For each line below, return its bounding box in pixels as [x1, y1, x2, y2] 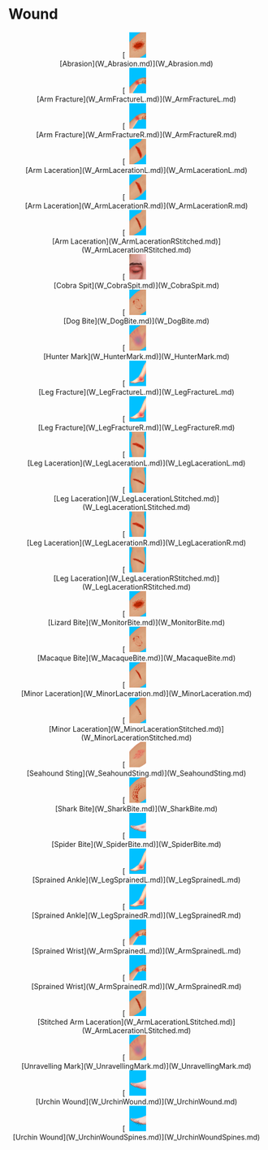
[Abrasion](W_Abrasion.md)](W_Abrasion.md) [59, 58, 214, 68]
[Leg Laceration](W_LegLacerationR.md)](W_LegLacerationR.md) [27, 538, 246, 547]
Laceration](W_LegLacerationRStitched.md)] [70, 573, 220, 583]
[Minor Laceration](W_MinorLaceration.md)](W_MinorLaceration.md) [20, 688, 253, 698]
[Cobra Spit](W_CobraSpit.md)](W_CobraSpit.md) [53, 280, 220, 290]
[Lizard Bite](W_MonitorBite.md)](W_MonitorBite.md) [47, 617, 226, 627]
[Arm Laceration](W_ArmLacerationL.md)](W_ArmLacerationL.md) [25, 165, 248, 175]
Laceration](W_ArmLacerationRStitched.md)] [70, 236, 222, 246]
